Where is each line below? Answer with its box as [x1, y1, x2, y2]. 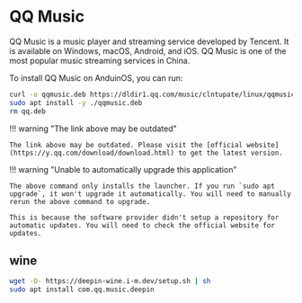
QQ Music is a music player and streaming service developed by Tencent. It [9, 36, 289, 47]
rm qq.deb [9, 106, 47, 116]
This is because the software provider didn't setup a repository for [9, 213, 280, 222]
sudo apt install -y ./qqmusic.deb [9, 98, 143, 107]
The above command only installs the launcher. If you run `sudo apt [9, 182, 276, 191]
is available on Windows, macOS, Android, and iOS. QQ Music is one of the [9, 45, 287, 56]
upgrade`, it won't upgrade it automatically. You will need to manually [9, 189, 292, 199]
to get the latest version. [178, 148, 283, 157]
